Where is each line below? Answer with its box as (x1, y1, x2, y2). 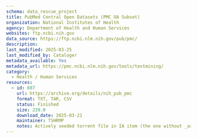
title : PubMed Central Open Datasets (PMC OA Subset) (6, 14, 141, 20)
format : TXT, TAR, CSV (16, 96, 72, 102)
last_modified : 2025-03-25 (6, 47, 72, 53)
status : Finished (16, 101, 59, 107)
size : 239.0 (16, 107, 46, 113)
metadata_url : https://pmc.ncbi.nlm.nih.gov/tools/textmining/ (6, 63, 164, 69)
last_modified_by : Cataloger (6, 52, 77, 58)
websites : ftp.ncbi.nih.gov (6, 31, 75, 36)
